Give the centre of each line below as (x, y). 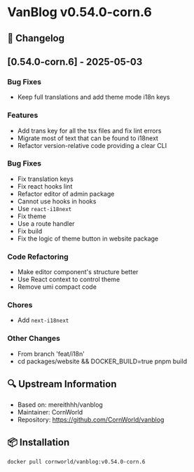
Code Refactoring (38, 257)
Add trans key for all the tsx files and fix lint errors (89, 130)
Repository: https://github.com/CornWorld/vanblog (91, 419)
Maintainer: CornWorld (50, 412)
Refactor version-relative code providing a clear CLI (92, 145)
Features (23, 115)
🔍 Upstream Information (62, 384)
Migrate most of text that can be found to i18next (88, 138)
